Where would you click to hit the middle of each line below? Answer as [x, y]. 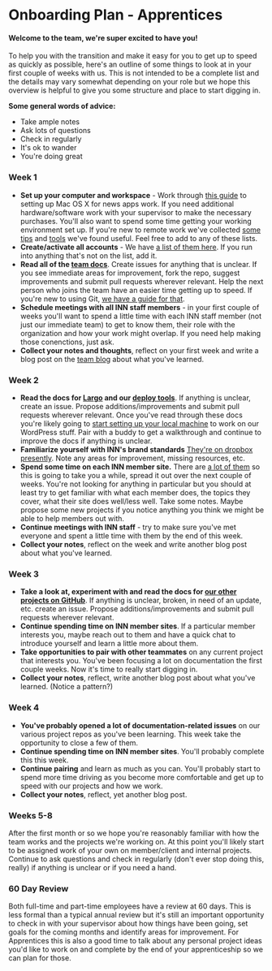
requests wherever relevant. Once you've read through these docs [132, 415]
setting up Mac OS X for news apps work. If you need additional [127, 204]
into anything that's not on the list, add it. [89, 255]
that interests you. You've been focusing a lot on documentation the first [141, 661]
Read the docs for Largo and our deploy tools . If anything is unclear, [136, 397]
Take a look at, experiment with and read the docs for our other [128, 592]
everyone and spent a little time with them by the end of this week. [132, 535]
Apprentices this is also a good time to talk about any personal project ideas [135, 941]
